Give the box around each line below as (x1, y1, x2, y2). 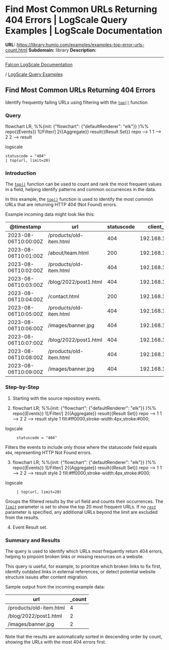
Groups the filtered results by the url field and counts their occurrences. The (5, 498, 163, 504)
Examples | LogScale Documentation (5, 25, 162, 36)
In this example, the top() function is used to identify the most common (5, 196, 153, 202)
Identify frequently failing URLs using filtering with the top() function (5, 99, 148, 105)
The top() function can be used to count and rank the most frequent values (5, 181, 162, 187)
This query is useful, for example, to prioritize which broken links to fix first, (5, 563, 162, 569)
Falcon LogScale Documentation (5, 62, 73, 68)
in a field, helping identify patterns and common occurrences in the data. (5, 187, 156, 193)
